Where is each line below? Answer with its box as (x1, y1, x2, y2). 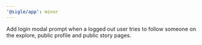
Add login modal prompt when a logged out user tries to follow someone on (6, 25, 197, 32)
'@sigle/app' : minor (6, 8, 59, 15)
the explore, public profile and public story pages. (6, 31, 132, 39)
